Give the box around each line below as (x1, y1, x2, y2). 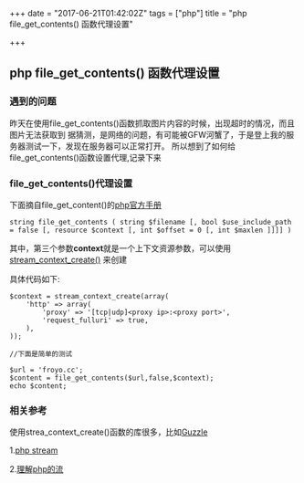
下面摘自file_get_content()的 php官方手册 (9, 199, 162, 210)
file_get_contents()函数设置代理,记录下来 (9, 152, 162, 163)
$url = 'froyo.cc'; (9, 365, 84, 374)
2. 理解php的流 (9, 464, 64, 475)
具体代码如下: (9, 273, 61, 284)
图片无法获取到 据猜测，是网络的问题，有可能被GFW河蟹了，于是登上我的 (9, 129, 287, 140)
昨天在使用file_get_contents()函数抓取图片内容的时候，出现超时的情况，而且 (9, 118, 295, 129)
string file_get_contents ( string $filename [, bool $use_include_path (9, 217, 292, 226)
